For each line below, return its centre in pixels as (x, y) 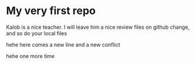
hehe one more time (30, 56)
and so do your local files (37, 33)
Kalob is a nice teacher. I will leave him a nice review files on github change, (98, 27)
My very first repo (51, 11)
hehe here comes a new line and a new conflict (63, 45)
